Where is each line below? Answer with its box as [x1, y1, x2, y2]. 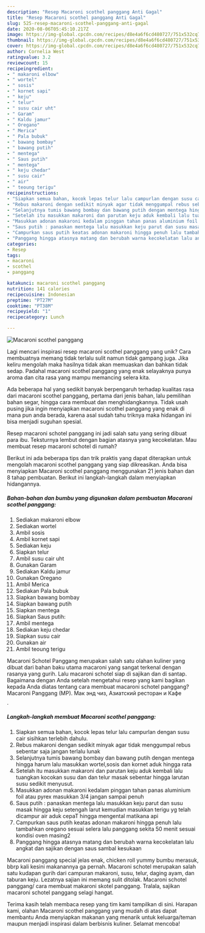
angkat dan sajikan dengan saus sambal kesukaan [15, 844, 142, 852]
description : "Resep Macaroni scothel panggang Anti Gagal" [7, 9, 163, 15]
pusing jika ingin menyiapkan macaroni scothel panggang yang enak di [7, 405, 185, 412]
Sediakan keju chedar [15, 626, 71, 633]
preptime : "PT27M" [7, 297, 54, 303]
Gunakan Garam [15, 561, 57, 568]
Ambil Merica [15, 581, 49, 588]
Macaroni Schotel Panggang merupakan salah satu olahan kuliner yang [7, 657, 185, 664]
